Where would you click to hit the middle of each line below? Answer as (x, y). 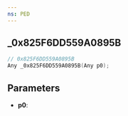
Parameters (34, 88)
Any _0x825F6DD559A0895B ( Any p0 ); (59, 66)
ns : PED (19, 14)
